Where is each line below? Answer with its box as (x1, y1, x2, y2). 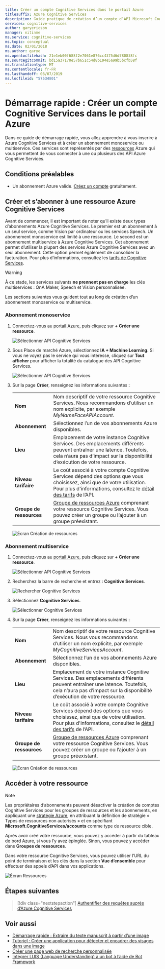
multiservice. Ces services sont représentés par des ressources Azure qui (5, 145, 155, 151)
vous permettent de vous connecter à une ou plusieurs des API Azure (5, 150, 146, 156)
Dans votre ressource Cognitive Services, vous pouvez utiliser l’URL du (5, 853, 149, 858)
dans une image (12, 943, 45, 949)
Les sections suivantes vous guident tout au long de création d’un (5, 294, 138, 300)
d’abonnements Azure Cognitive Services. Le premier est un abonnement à (5, 223, 157, 230)
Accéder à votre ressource (5, 779, 88, 788)
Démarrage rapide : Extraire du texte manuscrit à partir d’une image (12, 932, 149, 938)
